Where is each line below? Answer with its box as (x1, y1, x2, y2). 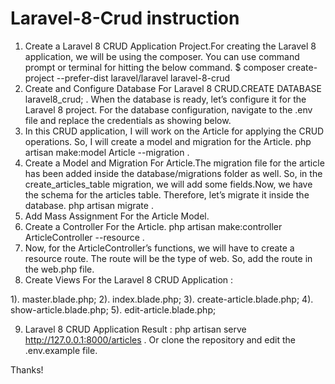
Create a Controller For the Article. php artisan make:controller (24, 220, 283, 232)
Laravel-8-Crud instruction (10, 7, 240, 30)
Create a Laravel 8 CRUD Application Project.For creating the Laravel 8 (24, 40, 317, 52)
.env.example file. (24, 344, 98, 356)
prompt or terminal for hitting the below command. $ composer (24, 61, 285, 73)
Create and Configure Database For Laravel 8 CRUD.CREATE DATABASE (24, 82, 322, 94)
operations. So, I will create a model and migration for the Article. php (24, 135, 312, 147)
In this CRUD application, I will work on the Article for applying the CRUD (24, 125, 325, 137)
